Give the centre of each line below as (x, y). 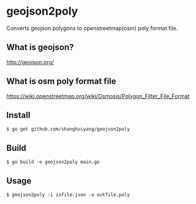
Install (18, 115)
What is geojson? (40, 47)
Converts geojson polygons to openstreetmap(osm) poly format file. (92, 28)
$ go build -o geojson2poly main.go (53, 162)
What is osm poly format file (61, 82)
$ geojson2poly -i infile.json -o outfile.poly (68, 195)
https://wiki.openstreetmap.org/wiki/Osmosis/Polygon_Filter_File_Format (98, 96)
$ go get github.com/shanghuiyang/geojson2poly (68, 129)
